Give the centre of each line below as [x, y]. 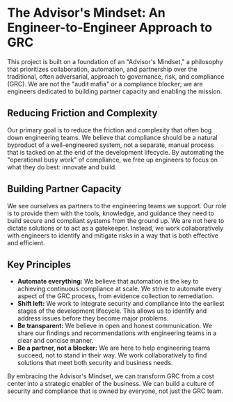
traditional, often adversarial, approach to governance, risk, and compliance [116, 76]
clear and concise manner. [55, 341]
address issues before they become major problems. [93, 318]
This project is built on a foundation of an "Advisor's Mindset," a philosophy [115, 61]
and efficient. [26, 242]
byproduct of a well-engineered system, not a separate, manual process [111, 145]
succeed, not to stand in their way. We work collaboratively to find [112, 355]
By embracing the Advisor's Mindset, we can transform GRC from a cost [111, 376]
